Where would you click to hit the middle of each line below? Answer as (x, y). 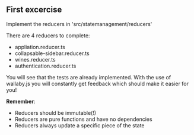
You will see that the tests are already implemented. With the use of (89, 77)
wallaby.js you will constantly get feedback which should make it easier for (97, 83)
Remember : (21, 101)
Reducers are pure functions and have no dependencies (83, 119)
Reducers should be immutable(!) (55, 112)
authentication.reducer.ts (45, 66)
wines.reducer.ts (35, 59)
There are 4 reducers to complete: (48, 36)
